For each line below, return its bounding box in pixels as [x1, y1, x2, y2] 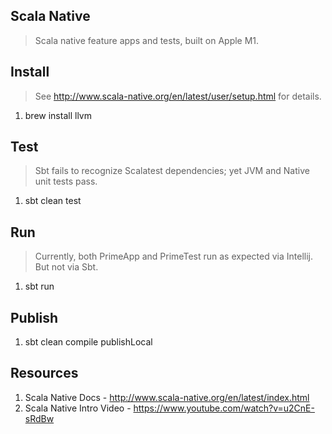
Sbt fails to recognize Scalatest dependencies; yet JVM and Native [34, 165, 310, 177]
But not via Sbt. [34, 261, 99, 273]
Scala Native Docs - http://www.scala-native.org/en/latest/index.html [24, 391, 310, 403]
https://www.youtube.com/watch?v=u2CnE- [133, 402, 315, 414]
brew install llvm [24, 109, 92, 121]
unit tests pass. [34, 175, 98, 188]
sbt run [24, 280, 55, 293]
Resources [10, 365, 79, 382]
